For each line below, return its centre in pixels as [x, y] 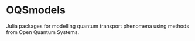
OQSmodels [36, 10]
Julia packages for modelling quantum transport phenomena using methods [97, 26]
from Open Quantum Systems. [43, 32]
